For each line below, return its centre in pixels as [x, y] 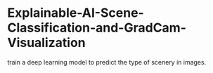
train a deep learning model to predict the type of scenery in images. [107, 62]
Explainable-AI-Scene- [76, 13]
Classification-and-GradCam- [97, 28]
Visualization [46, 43]
